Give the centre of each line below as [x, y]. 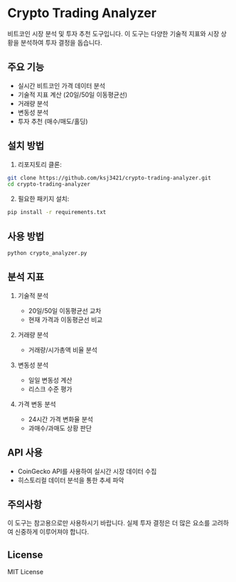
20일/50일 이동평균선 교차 [65, 310]
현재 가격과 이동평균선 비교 [65, 319]
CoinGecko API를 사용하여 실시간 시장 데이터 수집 [87, 471]
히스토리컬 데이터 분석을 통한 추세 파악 [71, 480]
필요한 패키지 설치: [43, 199]
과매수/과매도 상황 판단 [60, 428]
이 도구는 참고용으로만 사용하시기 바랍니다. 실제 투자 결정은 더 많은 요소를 [109, 523]
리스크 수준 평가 [50, 388]
